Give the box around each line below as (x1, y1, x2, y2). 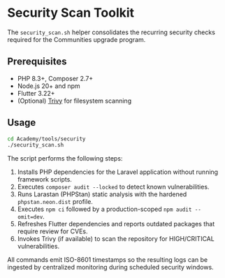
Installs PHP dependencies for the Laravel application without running (17, 168, 219, 176)
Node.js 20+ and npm (17, 82, 80, 90)
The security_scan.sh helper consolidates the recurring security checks (7, 28, 215, 36)
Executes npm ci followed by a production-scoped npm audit (17, 205, 192, 214)
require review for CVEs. (17, 227, 88, 235)
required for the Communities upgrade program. (7, 35, 146, 43)
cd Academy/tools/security (7, 135, 86, 142)
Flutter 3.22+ (17, 89, 55, 97)
